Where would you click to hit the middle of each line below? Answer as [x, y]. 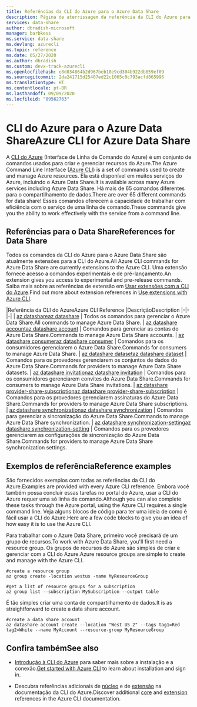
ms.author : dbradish [31, 61]
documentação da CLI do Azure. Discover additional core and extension [101, 692]
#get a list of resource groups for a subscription [71, 587]
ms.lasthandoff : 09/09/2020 [41, 94]
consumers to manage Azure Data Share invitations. [69, 385]
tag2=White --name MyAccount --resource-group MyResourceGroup [85, 630]
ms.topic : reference [31, 50]
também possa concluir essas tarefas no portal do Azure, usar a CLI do [92, 493]
